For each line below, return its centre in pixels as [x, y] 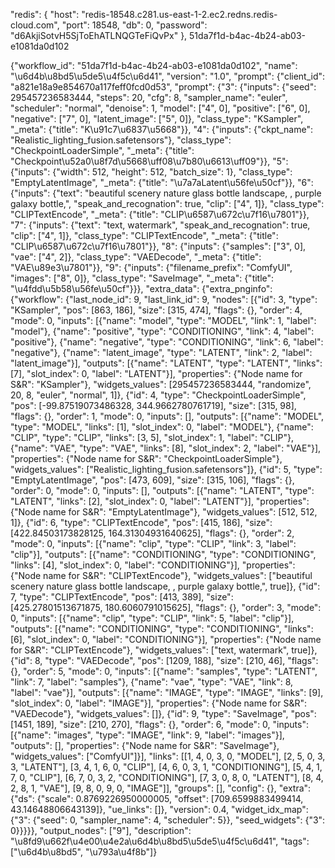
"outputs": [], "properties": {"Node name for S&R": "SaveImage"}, [145, 745]
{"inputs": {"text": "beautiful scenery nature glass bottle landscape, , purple [166, 193]
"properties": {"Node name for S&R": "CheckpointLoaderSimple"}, [146, 458]
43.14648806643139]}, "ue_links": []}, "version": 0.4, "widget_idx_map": [159, 809]
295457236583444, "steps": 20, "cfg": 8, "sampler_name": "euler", [149, 97]
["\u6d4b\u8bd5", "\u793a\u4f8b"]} [84, 852]
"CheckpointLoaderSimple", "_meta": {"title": [102, 150]
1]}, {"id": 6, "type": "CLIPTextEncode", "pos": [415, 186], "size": [141, 522]
